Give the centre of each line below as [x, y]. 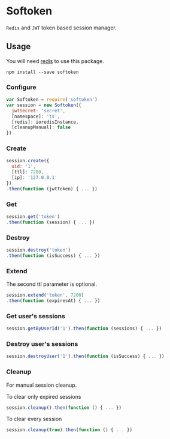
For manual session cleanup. [42, 385]
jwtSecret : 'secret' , [39, 111]
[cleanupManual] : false [41, 127]
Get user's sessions [36, 316]
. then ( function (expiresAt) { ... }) [53, 301]
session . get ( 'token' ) [33, 217]
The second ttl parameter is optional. [52, 284]
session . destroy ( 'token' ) [38, 250]
